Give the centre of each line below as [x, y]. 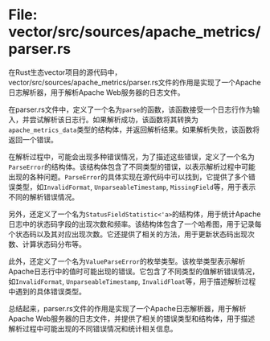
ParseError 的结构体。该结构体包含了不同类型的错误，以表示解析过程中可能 [132, 166]
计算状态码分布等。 [54, 244]
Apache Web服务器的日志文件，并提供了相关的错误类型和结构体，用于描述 [132, 318]
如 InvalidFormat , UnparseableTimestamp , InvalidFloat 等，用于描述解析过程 [132, 281]
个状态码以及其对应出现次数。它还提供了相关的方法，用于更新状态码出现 [128, 234]
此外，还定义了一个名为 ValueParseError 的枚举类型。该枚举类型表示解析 [127, 261]
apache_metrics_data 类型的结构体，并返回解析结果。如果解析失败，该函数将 [134, 129]
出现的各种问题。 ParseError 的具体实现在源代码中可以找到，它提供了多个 [129, 177]
